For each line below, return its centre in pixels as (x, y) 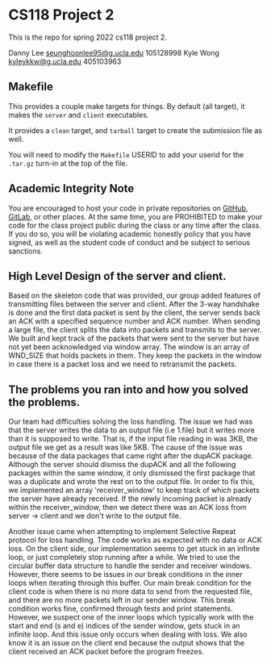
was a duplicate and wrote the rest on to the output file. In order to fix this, (132, 482)
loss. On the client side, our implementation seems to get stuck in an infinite (134, 549)
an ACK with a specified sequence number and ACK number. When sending (134, 321)
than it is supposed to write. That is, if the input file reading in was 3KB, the (133, 439)
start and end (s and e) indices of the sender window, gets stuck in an (124, 626)
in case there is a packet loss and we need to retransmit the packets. (123, 364)
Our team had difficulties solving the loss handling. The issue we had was (131, 422)
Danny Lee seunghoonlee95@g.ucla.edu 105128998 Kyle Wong (114, 52)
